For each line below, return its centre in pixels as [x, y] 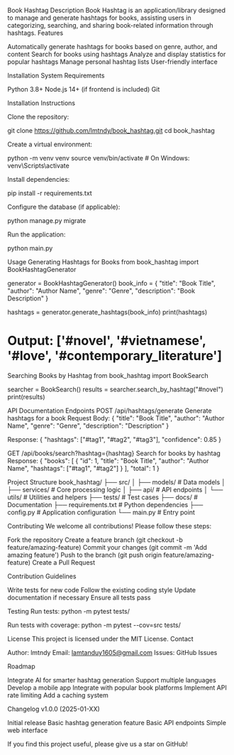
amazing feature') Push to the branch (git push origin [85, 555]
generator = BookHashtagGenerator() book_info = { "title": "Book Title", [112, 283]
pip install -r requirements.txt [50, 193]
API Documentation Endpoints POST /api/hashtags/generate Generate [110, 411]
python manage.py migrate [47, 221]
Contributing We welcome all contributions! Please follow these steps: [110, 526]
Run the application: [37, 234]
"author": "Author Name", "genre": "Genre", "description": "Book [101, 291]
